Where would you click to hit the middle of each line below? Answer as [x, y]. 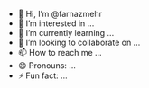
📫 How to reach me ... [60, 53]
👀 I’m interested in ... [56, 23]
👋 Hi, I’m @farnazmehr [60, 14]
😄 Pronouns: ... [47, 66]
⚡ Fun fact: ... [42, 75]
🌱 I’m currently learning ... [66, 33]
